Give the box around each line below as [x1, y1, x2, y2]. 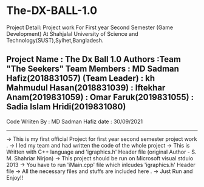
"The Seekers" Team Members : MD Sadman [6, 64, 179, 74]
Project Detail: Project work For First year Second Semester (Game [6, 24, 174, 31]
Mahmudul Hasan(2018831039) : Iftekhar [6, 83, 166, 93]
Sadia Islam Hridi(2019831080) [6, 101, 126, 112]
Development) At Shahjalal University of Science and [6, 30, 138, 37]
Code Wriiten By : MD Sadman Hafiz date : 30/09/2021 [6, 118, 143, 125]
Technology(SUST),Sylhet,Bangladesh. [6, 36, 104, 44]
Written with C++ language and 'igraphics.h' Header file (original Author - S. [6, 148, 197, 155]
